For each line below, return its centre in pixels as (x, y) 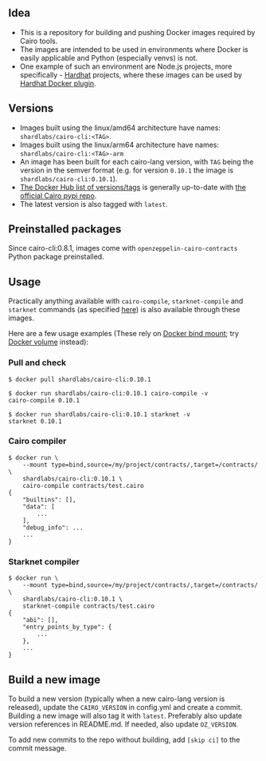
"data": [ (39, 506)
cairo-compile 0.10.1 (44, 400)
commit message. (37, 748)
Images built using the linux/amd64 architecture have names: (120, 128)
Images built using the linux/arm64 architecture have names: (119, 145)
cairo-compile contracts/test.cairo (84, 486)
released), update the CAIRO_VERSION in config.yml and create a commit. (125, 707)
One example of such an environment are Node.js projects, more (126, 66)
